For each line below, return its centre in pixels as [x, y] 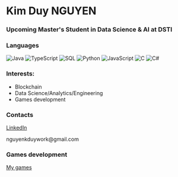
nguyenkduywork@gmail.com [42, 139]
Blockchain [28, 87]
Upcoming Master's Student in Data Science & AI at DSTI [89, 30]
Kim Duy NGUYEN [51, 11]
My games [19, 167]
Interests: [20, 74]
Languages [23, 46]
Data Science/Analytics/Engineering [59, 93]
